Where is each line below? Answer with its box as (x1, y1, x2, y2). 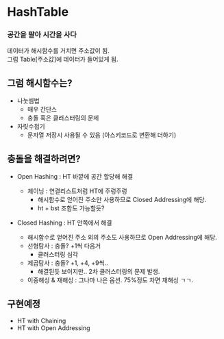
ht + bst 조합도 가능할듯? (37, 204, 105, 212)
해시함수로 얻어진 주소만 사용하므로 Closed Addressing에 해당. (37, 196, 207, 204)
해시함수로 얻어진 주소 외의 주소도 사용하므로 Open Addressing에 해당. (27, 234, 218, 242)
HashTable (7, 4, 69, 20)
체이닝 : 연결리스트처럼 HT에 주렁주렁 (27, 187, 128, 195)
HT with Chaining (16, 316, 66, 325)
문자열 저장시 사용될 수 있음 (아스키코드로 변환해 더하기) (27, 131, 177, 139)
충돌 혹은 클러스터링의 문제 (27, 114, 99, 122)
